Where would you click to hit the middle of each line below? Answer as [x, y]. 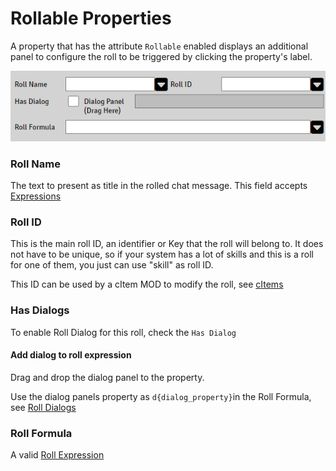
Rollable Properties [91, 18]
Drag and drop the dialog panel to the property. [107, 377]
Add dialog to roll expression [71, 355]
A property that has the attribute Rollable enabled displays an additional [159, 46]
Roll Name [35, 164]
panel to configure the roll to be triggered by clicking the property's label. [161, 56]
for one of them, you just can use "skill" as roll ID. [112, 265]
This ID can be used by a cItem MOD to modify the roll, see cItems [147, 284]
